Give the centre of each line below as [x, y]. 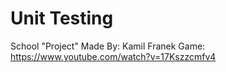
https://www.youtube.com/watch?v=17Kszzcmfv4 [113, 56]
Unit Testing [62, 18]
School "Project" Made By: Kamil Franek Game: [108, 46]
